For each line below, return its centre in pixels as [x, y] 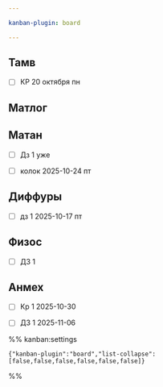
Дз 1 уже [35, 155]
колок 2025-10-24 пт [55, 171]
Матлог [28, 108]
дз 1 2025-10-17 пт [51, 216]
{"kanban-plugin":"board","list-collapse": [82, 354]
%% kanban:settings [43, 339]
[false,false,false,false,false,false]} [77, 361]
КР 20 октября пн [50, 82]
